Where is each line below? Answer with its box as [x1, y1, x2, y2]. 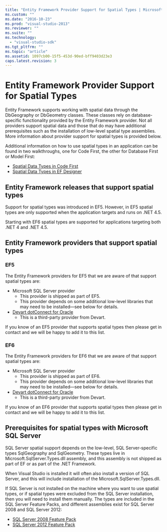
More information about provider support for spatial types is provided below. [5, 133, 162, 140]
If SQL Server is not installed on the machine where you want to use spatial [5, 485, 159, 491]
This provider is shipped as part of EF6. [19, 373, 101, 379]
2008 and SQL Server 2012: [5, 507, 62, 513]
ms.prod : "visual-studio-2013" [5, 21, 70, 26]
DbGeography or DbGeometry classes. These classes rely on [5, 112, 131, 118]
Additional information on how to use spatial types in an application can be [5, 143, 158, 149]
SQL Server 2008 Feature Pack [12, 516, 77, 522]
